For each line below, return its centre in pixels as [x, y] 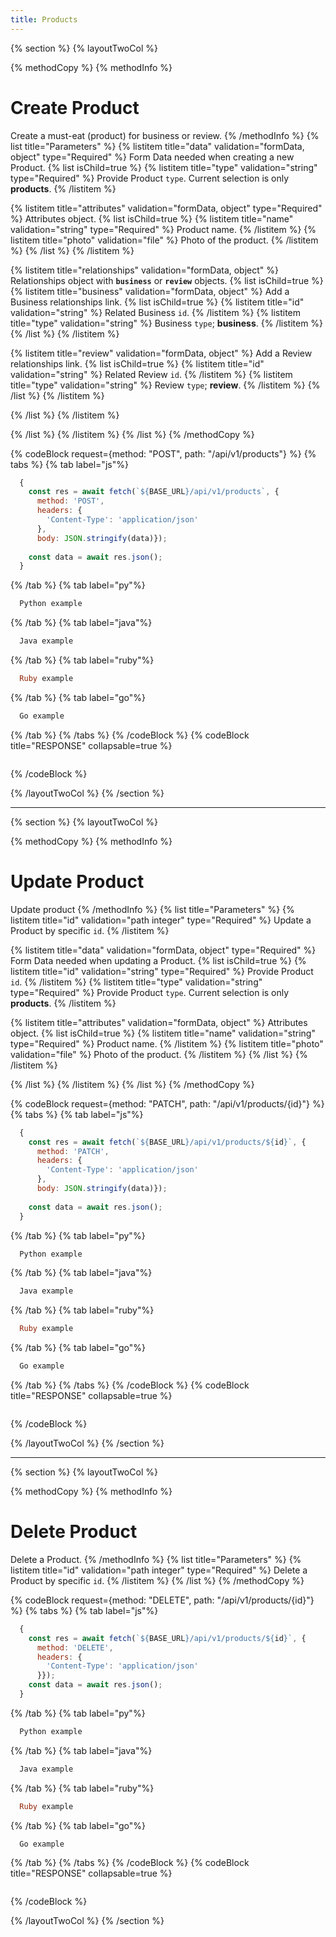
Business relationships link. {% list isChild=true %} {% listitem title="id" [157, 302]
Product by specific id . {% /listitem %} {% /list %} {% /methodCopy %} [157, 1580]
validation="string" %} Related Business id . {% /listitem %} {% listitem [156, 312]
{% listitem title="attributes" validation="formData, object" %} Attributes [159, 1022]
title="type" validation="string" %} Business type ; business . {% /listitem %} [167, 323]
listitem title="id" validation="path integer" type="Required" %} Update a [161, 920]
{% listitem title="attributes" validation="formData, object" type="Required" [166, 208]
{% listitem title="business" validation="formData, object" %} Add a [150, 291]
